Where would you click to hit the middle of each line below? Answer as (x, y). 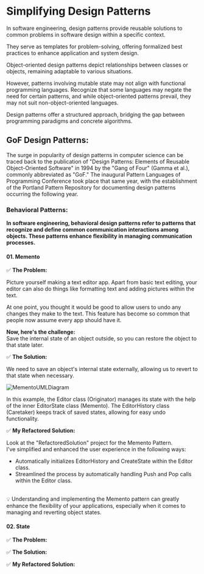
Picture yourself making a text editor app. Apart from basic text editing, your (102, 282)
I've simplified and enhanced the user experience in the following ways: (96, 449)
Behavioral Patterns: (37, 210)
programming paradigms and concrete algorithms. (69, 121)
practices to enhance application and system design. (72, 53)
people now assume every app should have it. (64, 320)
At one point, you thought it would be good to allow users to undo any (94, 307)
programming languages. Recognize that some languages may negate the (99, 89)
